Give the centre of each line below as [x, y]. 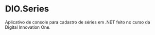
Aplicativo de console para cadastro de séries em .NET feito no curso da [78, 22]
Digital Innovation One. [28, 27]
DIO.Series [27, 9]
